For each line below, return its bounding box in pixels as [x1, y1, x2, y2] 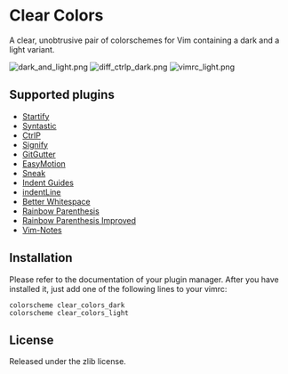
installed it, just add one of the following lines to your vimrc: [9, 283, 228, 294]
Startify [21, 110, 50, 121]
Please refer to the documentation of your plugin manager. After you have [9, 273, 279, 285]
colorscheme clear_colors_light [9, 308, 129, 317]
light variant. [9, 44, 55, 54]
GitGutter [21, 149, 56, 159]
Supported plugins [9, 87, 116, 102]
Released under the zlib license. [9, 356, 126, 367]
